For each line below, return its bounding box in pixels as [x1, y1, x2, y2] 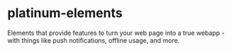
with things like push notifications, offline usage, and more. [7, 36, 180, 44]
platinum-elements [7, 5, 123, 21]
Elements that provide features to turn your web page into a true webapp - [7, 28, 225, 37]
